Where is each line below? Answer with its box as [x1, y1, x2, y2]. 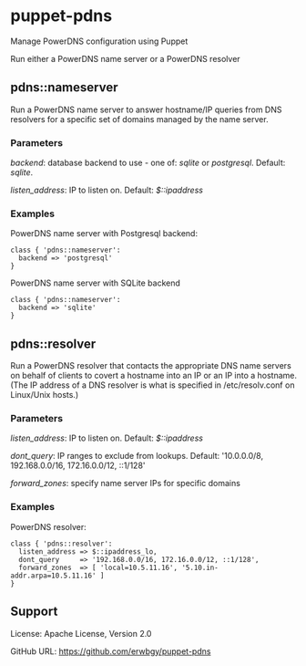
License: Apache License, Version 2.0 [10, 628, 152, 639]
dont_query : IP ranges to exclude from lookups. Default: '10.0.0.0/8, [10, 451, 263, 462]
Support [10, 604, 58, 619]
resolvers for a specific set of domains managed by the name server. [10, 113, 269, 124]
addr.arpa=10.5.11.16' [10, 571, 97, 580]
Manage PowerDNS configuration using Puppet [10, 36, 189, 47]
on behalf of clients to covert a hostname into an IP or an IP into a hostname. [10, 370, 298, 381]
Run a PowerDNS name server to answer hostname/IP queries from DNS [10, 104, 282, 115]
